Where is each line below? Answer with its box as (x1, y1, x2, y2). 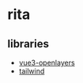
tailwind (18, 66, 45, 76)
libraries (7, 37, 49, 51)
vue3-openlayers (18, 58, 76, 67)
